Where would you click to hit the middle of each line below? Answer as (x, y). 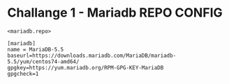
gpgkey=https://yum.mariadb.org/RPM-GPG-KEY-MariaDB (86, 67)
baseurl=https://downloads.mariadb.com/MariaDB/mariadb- (92, 56)
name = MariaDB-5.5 (36, 49)
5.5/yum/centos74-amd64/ (43, 61)
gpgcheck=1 (23, 74)
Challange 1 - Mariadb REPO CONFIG (115, 13)
